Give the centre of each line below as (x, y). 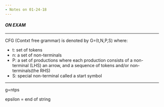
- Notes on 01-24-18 (26, 9)
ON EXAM (15, 25)
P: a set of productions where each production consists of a (72, 60)
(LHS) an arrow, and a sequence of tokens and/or (80, 65)
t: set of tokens (27, 50)
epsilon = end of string (28, 99)
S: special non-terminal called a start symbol (57, 75)
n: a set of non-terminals (37, 55)
